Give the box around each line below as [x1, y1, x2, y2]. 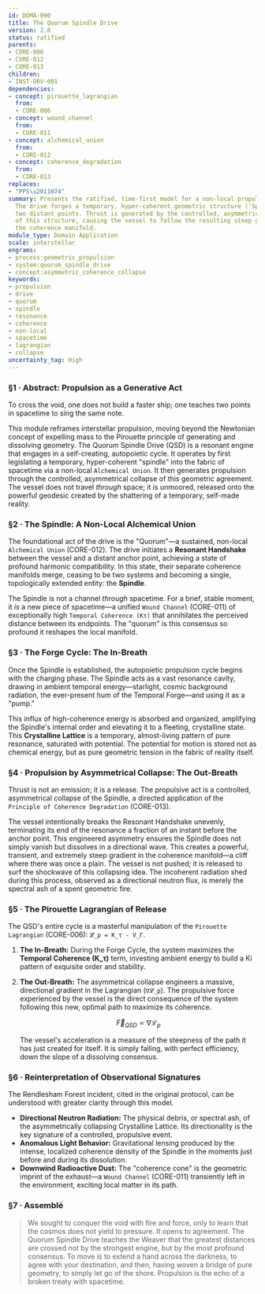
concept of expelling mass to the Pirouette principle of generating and [8, 432, 236, 442]
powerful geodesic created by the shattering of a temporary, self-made [8, 490, 240, 501]
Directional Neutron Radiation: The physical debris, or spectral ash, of [19, 1113, 251, 1123]
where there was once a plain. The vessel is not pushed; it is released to [8, 859, 243, 868]
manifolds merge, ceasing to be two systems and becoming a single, [8, 570, 232, 580]
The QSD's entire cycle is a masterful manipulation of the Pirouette [8, 922, 227, 931]
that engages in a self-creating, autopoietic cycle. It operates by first [8, 449, 231, 458]
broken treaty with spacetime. [27, 1277, 125, 1286]
